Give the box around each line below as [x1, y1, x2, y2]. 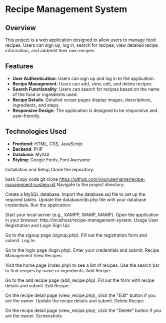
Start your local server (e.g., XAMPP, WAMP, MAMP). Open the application [5, 211, 159, 218]
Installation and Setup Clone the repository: [5, 166, 94, 172]
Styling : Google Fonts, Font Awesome [12, 157, 91, 163]
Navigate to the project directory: [56, 181, 125, 187]
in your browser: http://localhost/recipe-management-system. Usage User [5, 217, 158, 223]
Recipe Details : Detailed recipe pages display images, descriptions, [12, 96, 152, 102]
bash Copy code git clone [5, 176, 58, 182]
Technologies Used [5, 127, 66, 136]
